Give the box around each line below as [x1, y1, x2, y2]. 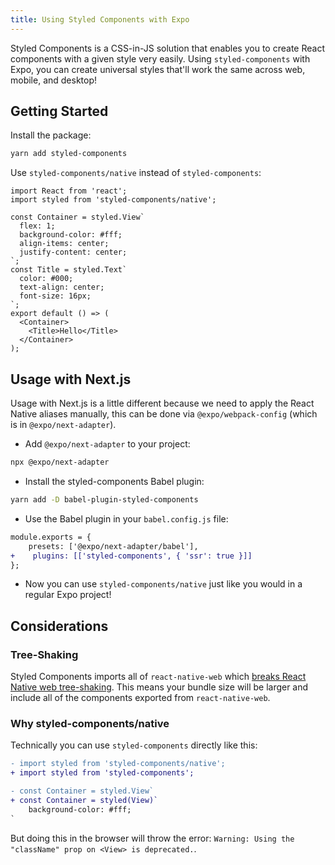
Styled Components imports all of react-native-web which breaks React [10, 671, 307, 683]
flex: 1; [19, 221, 56, 231]
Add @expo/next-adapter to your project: [24, 438, 191, 450]
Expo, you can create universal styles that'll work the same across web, [10, 63, 306, 75]
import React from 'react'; [10, 186, 128, 196]
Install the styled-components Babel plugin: [24, 476, 205, 487]
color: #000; [19, 274, 74, 284]
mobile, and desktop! [10, 74, 98, 86]
